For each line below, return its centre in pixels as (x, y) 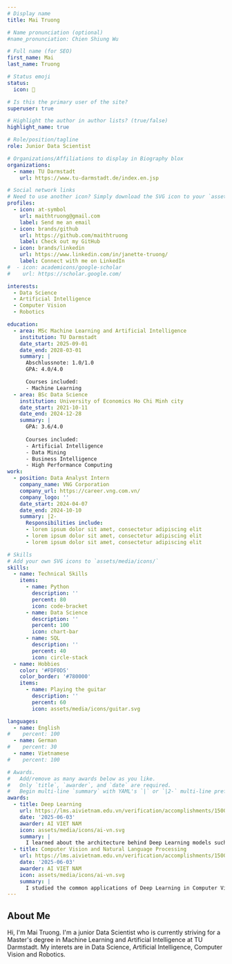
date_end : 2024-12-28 (50, 414)
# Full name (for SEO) (40, 51)
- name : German (35, 741)
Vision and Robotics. (36, 954)
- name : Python (47, 587)
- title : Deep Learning (47, 804)
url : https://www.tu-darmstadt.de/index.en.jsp (89, 178)
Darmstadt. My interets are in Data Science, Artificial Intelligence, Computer (115, 947)
